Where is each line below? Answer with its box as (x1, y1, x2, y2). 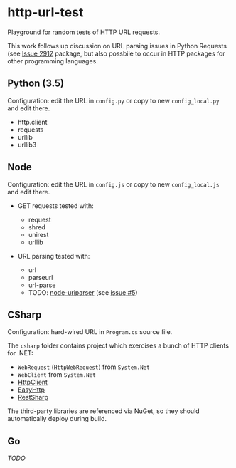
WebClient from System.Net (17, 370, 96, 379)
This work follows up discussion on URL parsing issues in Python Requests (7, 41, 227, 50)
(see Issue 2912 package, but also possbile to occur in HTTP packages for (7, 49, 225, 58)
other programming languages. (7, 56, 98, 65)
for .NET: (7, 349, 33, 358)
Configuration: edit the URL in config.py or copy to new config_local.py (7, 96, 220, 105)
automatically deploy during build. (7, 415, 107, 423)
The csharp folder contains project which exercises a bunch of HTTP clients (7, 341, 230, 350)
